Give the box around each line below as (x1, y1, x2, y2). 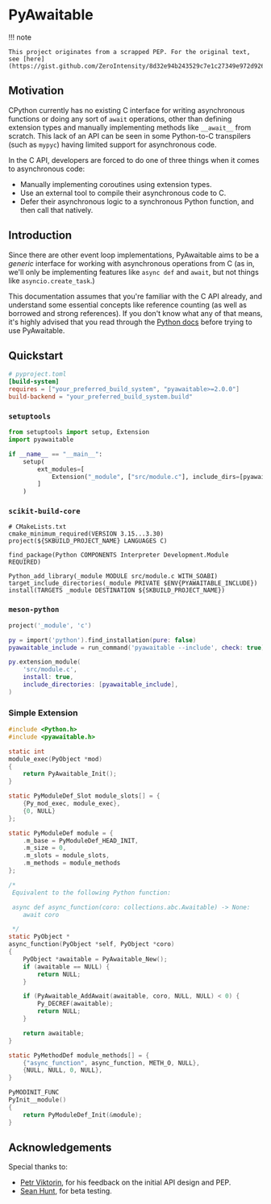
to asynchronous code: (8, 164, 85, 173)
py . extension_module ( (8, 658, 81, 666)
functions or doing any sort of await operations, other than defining (8, 114, 232, 123)
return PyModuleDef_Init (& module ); (23, 1110, 143, 1119)
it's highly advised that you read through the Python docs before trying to (8, 317, 252, 327)
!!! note (8, 32, 32, 42)
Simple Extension (8, 707, 78, 719)
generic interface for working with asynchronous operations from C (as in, (8, 258, 255, 268)
